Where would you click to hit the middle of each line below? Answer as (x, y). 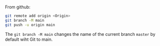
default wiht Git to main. (29, 39)
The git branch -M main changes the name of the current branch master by (80, 34)
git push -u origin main (30, 25)
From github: (18, 7)
